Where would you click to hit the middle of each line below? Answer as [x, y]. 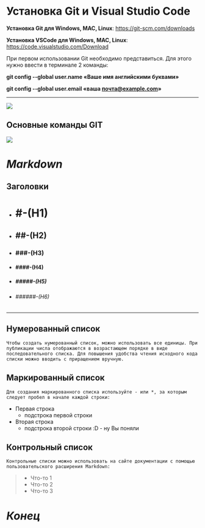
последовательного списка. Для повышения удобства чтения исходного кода [102, 354]
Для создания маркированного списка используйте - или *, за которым [97, 392]
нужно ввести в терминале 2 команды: [57, 65]
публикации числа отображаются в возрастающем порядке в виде [87, 348]
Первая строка [35, 409]
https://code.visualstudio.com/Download [57, 46]
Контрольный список [50, 448]
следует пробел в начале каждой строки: [59, 397]
